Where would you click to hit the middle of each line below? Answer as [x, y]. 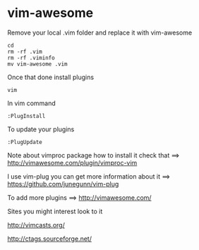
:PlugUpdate [25, 142]
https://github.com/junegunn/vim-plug [63, 184]
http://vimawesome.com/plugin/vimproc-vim [72, 162]
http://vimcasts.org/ [36, 225]
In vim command [32, 103]
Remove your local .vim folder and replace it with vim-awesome [100, 32]
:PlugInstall [26, 116]
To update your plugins [41, 129]
